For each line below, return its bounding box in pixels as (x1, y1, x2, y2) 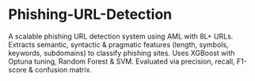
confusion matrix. (34, 64, 93, 74)
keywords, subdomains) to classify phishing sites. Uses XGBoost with (8, 48, 235, 57)
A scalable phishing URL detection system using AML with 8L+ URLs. (8, 31, 234, 41)
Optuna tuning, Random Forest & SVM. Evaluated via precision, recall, (8, 57, 235, 66)
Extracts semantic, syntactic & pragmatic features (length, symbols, (8, 39, 229, 49)
